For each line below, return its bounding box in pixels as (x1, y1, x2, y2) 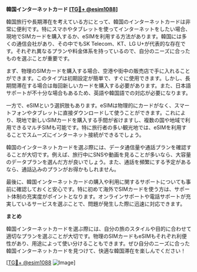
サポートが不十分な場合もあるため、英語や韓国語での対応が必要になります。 (6, 89, 191, 96)
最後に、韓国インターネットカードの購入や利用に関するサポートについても (6, 179, 186, 185)
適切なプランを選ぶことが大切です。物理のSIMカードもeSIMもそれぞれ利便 (6, 233, 187, 240)
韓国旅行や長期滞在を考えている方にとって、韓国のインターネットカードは (6, 18, 186, 25)
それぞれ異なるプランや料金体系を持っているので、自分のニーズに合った (15, 48, 191, 55)
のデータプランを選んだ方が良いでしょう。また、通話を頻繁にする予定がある (6, 159, 191, 165)
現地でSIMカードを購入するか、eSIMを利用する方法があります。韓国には (6, 33, 182, 40)
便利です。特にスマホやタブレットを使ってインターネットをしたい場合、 (16, 26, 191, 32)
